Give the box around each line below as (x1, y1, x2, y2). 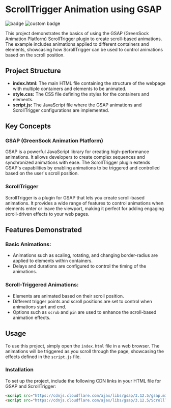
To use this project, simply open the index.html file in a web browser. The (5, 342, 160, 349)
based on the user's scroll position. (5, 170, 79, 177)
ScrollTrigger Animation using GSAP (5, 4, 162, 15)
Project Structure (5, 67, 61, 75)
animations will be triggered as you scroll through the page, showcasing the (5, 348, 164, 354)
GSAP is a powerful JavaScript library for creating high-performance (5, 149, 149, 155)
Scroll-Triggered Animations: (5, 281, 79, 288)
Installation (5, 366, 34, 373)
